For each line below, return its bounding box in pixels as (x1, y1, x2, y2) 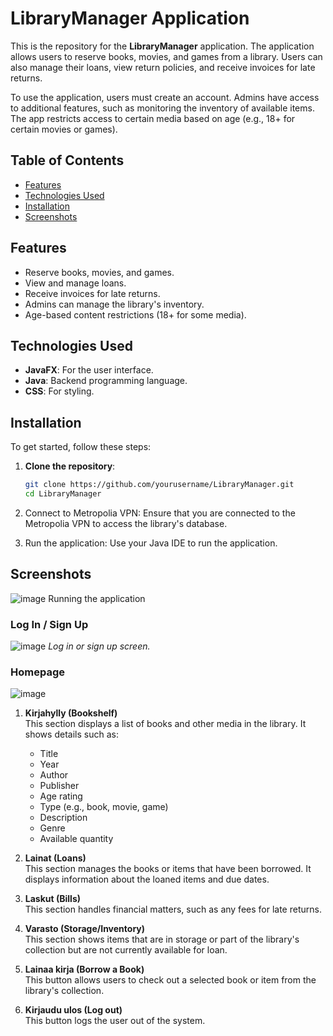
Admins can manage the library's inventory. (24, 298, 205, 310)
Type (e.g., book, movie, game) (39, 801, 169, 813)
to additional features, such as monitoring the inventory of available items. (10, 102, 315, 114)
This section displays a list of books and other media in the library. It (24, 718, 307, 730)
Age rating (39, 790, 83, 802)
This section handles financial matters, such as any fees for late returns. (24, 903, 322, 916)
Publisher (39, 780, 80, 792)
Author (39, 769, 69, 781)
